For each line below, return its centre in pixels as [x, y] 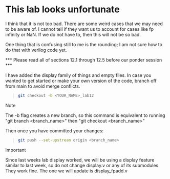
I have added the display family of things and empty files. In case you [78, 75]
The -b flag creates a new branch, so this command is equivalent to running [85, 115]
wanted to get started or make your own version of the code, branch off [81, 81]
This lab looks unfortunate [63, 9]
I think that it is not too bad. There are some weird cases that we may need [84, 24]
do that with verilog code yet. [36, 50]
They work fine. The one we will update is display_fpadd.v [67, 171]
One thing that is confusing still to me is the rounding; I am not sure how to [84, 44]
